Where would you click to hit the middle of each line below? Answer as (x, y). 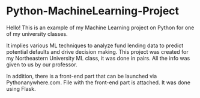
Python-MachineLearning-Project (92, 11)
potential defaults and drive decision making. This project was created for (97, 51)
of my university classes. (37, 33)
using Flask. (21, 88)
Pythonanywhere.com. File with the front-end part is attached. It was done (98, 82)
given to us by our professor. (42, 65)
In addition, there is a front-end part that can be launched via (82, 76)
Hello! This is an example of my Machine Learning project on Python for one (100, 27)
